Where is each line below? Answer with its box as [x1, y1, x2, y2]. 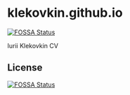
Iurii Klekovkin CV [7, 41, 58, 50]
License [7, 61, 43, 74]
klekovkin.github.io [7, 5, 123, 21]
